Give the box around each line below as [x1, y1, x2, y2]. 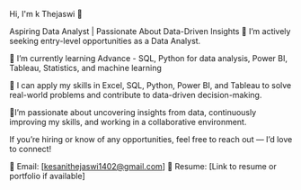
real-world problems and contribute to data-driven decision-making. [9, 90, 262, 100]
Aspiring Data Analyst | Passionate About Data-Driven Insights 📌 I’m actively [9, 26, 291, 36]
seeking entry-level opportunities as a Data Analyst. [9, 36, 201, 46]
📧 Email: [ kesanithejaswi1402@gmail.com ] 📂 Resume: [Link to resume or [9, 161, 277, 171]
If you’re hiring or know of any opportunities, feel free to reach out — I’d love [9, 134, 293, 144]
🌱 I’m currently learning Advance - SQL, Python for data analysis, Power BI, [9, 53, 288, 63]
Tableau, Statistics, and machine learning [9, 63, 162, 73]
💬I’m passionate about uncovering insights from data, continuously [9, 107, 257, 117]
